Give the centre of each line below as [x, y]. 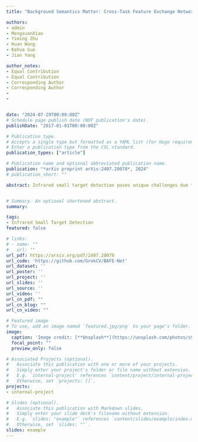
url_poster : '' [25, 272]
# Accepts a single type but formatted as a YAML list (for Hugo [88, 142]
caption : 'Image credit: [42, 337]
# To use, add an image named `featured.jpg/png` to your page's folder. [99, 326]
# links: [17, 239]
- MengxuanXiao [25, 33]
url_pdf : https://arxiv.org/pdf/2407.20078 [60, 255]
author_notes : [24, 66]
